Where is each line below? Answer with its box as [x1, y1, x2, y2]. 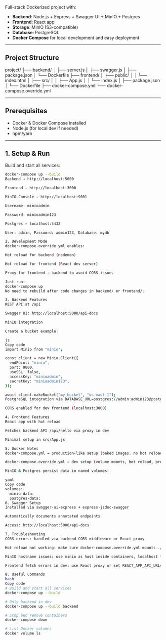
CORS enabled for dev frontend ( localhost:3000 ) [5, 406, 107, 411]
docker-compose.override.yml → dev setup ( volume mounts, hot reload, [5, 460, 154, 465]
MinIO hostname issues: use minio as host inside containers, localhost [5, 554, 158, 559]
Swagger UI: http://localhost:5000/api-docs [5, 311, 98, 316]
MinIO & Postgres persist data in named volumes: [5, 469, 110, 473]
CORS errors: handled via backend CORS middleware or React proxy [5, 536, 145, 541]
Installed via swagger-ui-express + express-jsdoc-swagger [5, 505, 129, 510]
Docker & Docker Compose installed [12, 120, 86, 126]
